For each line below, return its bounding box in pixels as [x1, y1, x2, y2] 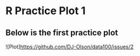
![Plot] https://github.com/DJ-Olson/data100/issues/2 [5, 43, 134, 50]
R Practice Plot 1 [5, 4, 86, 18]
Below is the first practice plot [5, 28, 119, 38]
